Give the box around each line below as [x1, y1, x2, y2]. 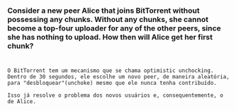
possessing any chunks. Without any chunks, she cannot [7, 14, 209, 24]
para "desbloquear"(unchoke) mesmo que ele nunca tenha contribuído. [7, 80, 218, 87]
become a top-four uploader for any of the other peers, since [7, 23, 221, 33]
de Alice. [7, 98, 37, 105]
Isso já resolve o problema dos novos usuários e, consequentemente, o [7, 92, 223, 99]
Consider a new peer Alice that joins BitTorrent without [7, 6, 200, 16]
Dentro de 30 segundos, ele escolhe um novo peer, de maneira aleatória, [7, 74, 230, 81]
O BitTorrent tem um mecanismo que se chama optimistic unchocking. [7, 67, 214, 74]
